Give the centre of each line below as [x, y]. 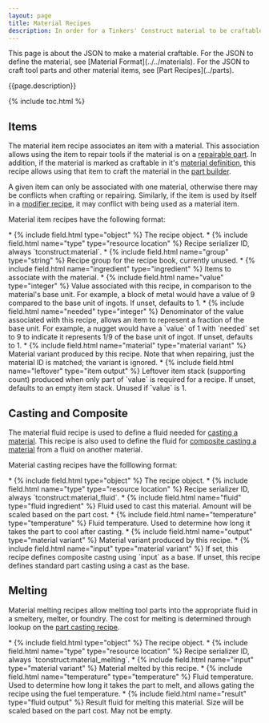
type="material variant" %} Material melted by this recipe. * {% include [125, 668]
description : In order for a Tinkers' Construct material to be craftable [136, 30]
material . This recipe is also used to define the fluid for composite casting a [132, 441]
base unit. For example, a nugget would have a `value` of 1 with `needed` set [134, 328]
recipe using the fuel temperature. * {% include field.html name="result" [127, 693]
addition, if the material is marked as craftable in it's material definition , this [132, 163]
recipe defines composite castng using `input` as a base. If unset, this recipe [134, 557]
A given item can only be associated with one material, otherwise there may [133, 187]
